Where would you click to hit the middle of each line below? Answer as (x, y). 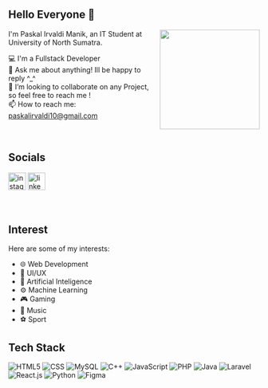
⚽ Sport (33, 319)
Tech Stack (37, 347)
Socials (27, 157)
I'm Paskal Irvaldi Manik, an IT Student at (75, 33)
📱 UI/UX (33, 273)
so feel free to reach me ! (50, 95)
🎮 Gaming (37, 299)
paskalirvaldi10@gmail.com (53, 116)
